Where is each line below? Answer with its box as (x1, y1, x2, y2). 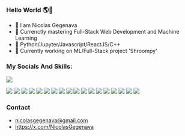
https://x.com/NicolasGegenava (14, 123, 94, 130)
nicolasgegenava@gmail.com (14, 117, 88, 124)
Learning (14, 34, 37, 42)
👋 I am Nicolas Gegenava (14, 22, 77, 29)
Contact (6, 103, 31, 111)
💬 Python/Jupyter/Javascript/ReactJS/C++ (14, 41, 121, 48)
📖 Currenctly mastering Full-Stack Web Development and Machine (14, 28, 180, 36)
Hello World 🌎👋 (6, 5, 53, 14)
